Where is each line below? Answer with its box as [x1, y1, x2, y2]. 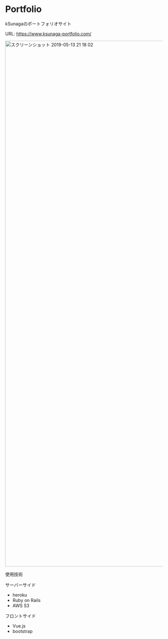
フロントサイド [5, 612, 36, 619]
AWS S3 [12, 602, 30, 608]
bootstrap [12, 628, 33, 634]
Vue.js [12, 622, 26, 629]
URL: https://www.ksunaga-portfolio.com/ [5, 31, 91, 37]
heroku [12, 592, 27, 598]
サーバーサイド [5, 582, 36, 588]
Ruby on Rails [12, 597, 41, 603]
